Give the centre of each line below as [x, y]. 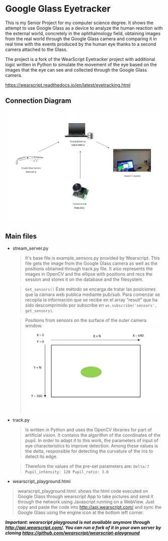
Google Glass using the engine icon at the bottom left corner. [81, 512]
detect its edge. [41, 456]
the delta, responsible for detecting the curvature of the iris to [89, 451]
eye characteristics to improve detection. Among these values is [92, 445]
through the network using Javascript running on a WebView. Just [86, 502]
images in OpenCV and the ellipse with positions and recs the [89, 274]
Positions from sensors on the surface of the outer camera [86, 321]
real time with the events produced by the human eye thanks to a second [81, 44]
